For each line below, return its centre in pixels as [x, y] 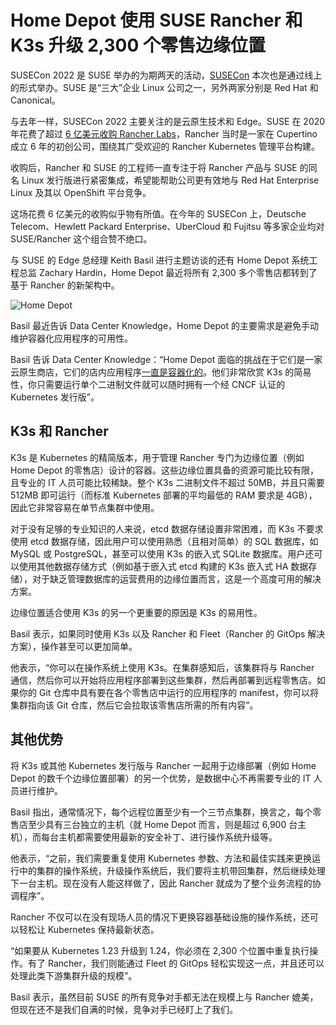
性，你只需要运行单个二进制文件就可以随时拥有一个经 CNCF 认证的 [148, 384]
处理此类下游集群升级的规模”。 [74, 975]
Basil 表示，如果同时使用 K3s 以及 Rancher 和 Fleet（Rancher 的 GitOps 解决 [168, 633]
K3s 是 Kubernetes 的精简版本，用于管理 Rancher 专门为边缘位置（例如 [157, 457]
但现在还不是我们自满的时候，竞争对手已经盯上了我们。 [124, 1009]
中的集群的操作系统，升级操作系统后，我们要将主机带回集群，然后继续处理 [172, 870]
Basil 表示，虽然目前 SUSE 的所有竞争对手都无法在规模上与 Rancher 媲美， [164, 997]
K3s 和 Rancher [59, 431]
